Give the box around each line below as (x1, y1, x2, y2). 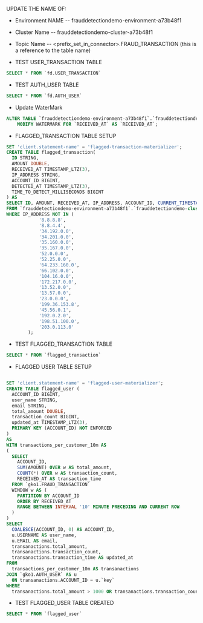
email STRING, (11, 403, 47, 409)
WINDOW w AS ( (11, 487, 47, 493)
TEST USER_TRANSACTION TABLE (14, 59, 103, 65)
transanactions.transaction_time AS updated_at (11, 555, 134, 561)
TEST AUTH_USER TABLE (14, 81, 79, 88)
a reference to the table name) (14, 47, 91, 54)
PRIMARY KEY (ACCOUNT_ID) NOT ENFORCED (11, 425, 112, 432)
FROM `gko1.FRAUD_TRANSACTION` (11, 481, 91, 487)
